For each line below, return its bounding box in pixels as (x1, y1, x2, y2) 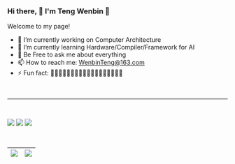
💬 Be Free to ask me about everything (17, 50, 127, 59)
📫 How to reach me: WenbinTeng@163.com (17, 59, 145, 67)
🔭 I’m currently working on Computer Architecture (17, 36, 162, 44)
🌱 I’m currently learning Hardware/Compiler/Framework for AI (17, 43, 195, 52)
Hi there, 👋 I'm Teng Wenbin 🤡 (7, 6, 111, 16)
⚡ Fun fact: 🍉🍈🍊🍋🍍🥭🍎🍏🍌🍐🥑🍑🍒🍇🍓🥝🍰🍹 (17, 69, 123, 77)
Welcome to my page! (7, 22, 71, 31)
